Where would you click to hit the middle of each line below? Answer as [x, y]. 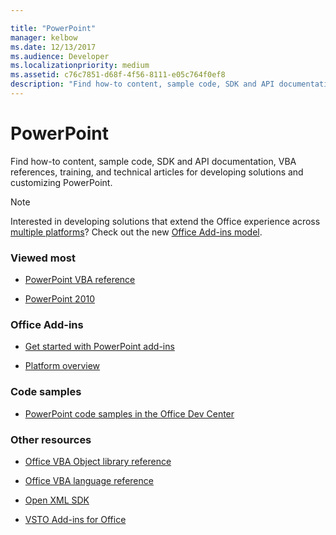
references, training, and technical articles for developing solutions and [157, 172]
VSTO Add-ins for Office [75, 519]
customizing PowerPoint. [61, 182]
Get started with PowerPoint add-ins [99, 347]
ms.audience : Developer [60, 56]
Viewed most [43, 258]
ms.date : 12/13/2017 [53, 47]
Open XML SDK [57, 500]
